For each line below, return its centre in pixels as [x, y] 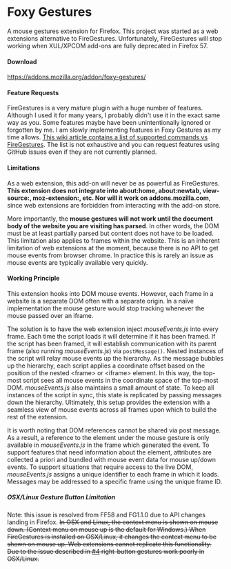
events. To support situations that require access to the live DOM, [100, 467]
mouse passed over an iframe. [50, 315]
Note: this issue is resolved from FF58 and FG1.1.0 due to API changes [106, 515]
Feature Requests [33, 92]
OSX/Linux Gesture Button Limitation [61, 497]
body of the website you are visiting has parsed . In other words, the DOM [113, 226]
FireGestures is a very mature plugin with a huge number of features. [105, 108]
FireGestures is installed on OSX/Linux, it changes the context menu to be [112, 537]
